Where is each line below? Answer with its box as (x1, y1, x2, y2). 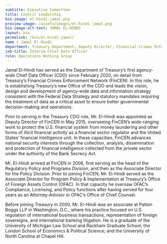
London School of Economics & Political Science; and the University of (5, 228, 150, 234)
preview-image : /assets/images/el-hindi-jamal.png (5, 21, 112, 26)
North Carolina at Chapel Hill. (5, 233, 65, 239)
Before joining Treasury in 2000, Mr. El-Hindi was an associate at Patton (5, 202, 153, 208)
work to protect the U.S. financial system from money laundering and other (5, 124, 159, 130)
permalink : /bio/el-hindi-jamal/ (5, 35, 75, 40)
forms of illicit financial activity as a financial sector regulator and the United (5, 130, 161, 136)
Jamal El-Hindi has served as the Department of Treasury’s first (5, 67, 136, 73)
